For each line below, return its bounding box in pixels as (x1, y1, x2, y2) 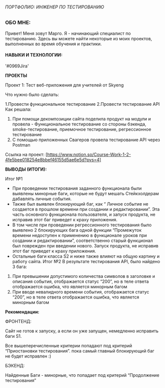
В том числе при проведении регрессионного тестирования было (12, 222, 152, 228)
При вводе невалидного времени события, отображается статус (12, 289, 149, 295)
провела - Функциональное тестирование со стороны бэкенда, (12, 121, 147, 127)
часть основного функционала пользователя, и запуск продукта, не (12, 211, 156, 217)
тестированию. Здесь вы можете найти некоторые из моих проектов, (5, 35, 152, 41)
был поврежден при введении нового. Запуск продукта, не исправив (12, 242, 159, 248)
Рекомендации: (5, 309, 39, 315)
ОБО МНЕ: (5, 19, 31, 26)
